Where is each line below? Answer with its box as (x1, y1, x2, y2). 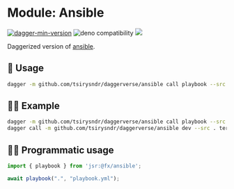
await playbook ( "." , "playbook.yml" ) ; (7, 175, 120, 182)
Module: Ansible (7, 5, 104, 21)
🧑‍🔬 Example (7, 100, 61, 112)
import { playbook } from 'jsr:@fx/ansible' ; (7, 163, 141, 170)
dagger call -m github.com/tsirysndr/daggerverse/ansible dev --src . (7, 125, 217, 132)
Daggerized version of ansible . (7, 42, 95, 50)
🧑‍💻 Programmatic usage (7, 144, 114, 156)
